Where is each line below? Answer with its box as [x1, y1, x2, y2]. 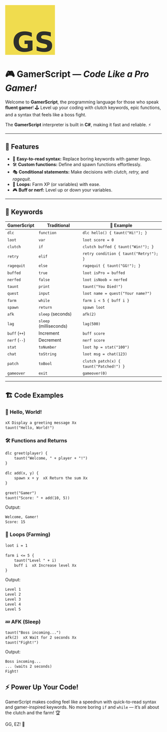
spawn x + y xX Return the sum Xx [14, 476, 88, 481]
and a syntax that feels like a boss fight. [5, 111, 86, 117]
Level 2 [5, 592, 21, 597]
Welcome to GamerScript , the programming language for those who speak [5, 99, 159, 105]
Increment [38, 330, 60, 336]
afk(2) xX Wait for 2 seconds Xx [5, 635, 77, 640]
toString [38, 352, 57, 357]
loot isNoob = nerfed [83, 277, 128, 282]
